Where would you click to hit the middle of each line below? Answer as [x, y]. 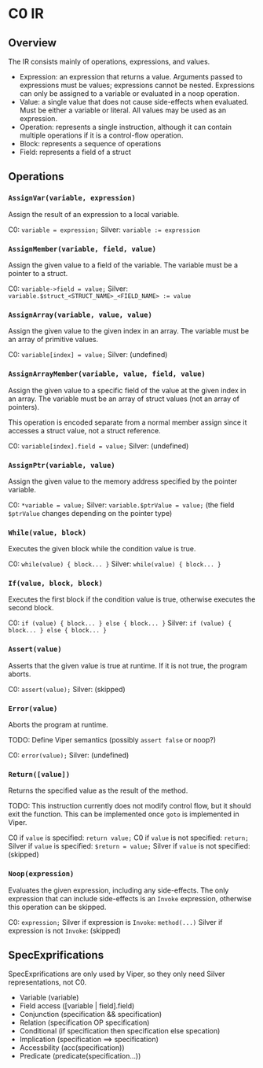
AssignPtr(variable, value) [62, 465]
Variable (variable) [49, 998]
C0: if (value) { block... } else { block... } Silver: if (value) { [120, 623]
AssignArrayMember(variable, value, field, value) [107, 374]
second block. [31, 608]
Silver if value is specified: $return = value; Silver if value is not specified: [129, 846]
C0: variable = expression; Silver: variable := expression [104, 230]
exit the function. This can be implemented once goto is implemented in [124, 814]
